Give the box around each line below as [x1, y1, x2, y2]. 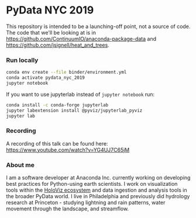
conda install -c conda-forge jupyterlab [6, 102, 109, 108]
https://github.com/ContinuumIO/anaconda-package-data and [6, 35, 157, 42]
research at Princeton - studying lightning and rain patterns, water [6, 199, 166, 206]
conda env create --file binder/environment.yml [6, 70, 127, 75]
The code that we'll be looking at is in [6, 29, 97, 36]
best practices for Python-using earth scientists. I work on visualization [6, 181, 178, 188]
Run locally [6, 56, 39, 64]
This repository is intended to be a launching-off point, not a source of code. [6, 23, 191, 30]
